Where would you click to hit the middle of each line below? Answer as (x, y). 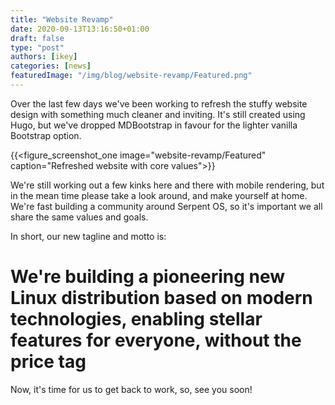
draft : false (37, 38)
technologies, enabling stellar (136, 319)
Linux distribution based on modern (161, 298)
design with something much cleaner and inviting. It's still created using (158, 114)
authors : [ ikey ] (44, 57)
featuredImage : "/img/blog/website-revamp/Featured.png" (131, 76)
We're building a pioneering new (148, 277)
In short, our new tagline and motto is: (88, 236)
